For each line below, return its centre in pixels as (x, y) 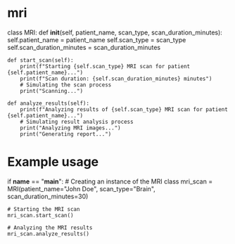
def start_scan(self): (40, 60)
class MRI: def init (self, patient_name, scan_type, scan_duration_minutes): (115, 32)
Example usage (53, 162)
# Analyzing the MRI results (50, 227)
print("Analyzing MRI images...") (70, 128)
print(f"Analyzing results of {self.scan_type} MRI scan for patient (124, 109)
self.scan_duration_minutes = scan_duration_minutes (84, 47)
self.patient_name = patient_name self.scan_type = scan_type (97, 39)
